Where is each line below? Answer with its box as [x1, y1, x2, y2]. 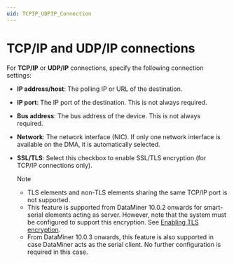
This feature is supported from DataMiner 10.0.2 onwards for [27, 203, 202, 211]
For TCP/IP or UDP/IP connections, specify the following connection [6, 64, 204, 72]
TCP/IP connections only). [16, 161, 92, 169]
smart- [203, 203, 223, 211]
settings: [6, 71, 32, 79]
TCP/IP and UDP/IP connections [6, 40, 195, 56]
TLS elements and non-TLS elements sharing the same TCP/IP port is [27, 188, 228, 197]
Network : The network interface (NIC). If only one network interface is [16, 132, 221, 141]
